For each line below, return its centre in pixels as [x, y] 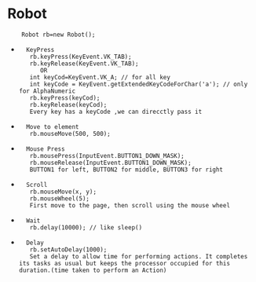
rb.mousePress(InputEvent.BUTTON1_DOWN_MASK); [107, 156]
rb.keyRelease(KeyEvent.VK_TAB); [84, 64]
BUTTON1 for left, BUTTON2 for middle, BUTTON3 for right [126, 170]
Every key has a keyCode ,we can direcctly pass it [116, 112]
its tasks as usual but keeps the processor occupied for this [124, 263]
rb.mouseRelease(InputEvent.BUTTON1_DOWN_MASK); [110, 163]
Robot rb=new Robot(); [59, 35]
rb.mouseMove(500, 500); [70, 134]
